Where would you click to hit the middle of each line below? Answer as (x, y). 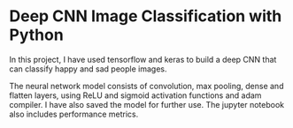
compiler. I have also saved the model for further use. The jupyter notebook (147, 104)
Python (36, 35)
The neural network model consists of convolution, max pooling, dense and (146, 86)
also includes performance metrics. (74, 114)
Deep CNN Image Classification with (146, 16)
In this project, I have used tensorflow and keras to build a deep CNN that (143, 59)
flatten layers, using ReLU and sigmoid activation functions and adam (135, 95)
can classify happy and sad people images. (88, 69)
